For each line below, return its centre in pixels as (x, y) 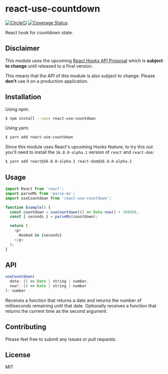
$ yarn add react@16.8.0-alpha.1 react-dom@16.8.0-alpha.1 (69, 162)
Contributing (26, 327)
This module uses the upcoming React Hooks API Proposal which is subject (84, 61)
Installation (23, 97)
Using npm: (17, 109)
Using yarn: (17, 128)
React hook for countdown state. (39, 32)
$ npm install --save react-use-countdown (50, 118)
